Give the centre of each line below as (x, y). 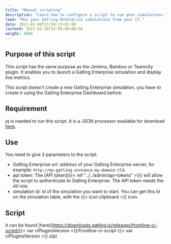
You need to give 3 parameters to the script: (51, 155)
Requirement (26, 109)
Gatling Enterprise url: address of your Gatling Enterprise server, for (83, 165)
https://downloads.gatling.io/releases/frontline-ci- (105, 225)
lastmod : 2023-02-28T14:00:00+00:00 (44, 29)
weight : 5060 (19, 34)
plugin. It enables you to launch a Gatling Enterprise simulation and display (83, 72)
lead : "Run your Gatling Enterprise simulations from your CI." (75, 19)
